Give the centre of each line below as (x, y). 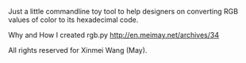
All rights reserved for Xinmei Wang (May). (78, 50)
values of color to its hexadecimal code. (73, 20)
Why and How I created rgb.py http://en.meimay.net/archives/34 (114, 35)
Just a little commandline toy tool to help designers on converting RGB (123, 11)
